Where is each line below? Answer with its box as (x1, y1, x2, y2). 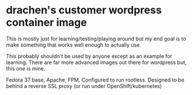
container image (6, 16, 88, 29)
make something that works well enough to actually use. (6, 41, 142, 48)
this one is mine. (6, 65, 46, 72)
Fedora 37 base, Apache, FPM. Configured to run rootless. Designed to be (6, 76, 185, 83)
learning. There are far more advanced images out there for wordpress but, (6, 59, 187, 66)
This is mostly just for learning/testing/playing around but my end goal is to (6, 35, 187, 42)
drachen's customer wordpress (6, 3, 162, 17)
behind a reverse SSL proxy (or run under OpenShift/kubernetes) (6, 82, 162, 89)
